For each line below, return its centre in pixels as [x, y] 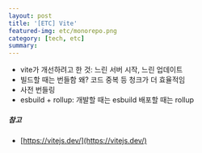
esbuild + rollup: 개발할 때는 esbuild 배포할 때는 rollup [107, 100]
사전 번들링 [38, 90]
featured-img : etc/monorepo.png [63, 31]
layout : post [30, 16]
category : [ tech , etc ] [46, 38]
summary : [23, 46]
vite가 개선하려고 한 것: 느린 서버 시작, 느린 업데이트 [101, 70]
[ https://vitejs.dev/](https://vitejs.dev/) [83, 141]
